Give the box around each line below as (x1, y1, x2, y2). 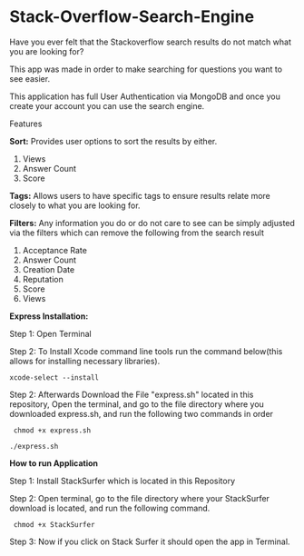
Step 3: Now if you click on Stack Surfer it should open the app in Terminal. (9, 536, 290, 547)
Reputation (22, 273, 64, 284)
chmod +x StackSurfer (13, 520, 95, 529)
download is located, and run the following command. (9, 502, 211, 513)
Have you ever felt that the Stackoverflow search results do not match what (9, 36, 292, 47)
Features (9, 118, 43, 129)
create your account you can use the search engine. (9, 100, 205, 111)
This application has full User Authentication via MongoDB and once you (9, 91, 281, 102)
